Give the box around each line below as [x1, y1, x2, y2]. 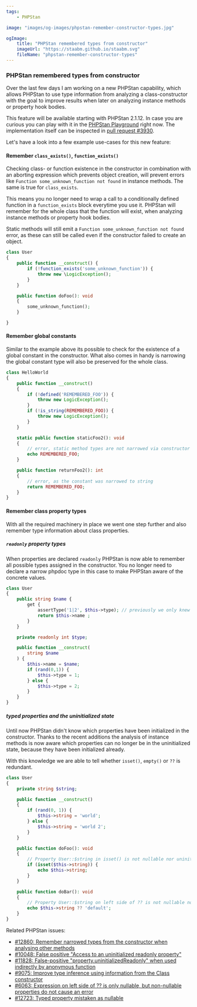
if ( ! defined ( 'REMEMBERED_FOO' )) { [27, 391, 114, 397]
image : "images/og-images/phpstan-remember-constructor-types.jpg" [6, 25, 175, 31]
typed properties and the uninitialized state [6, 712, 114, 719]
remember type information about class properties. [6, 527, 130, 534]
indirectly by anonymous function [14, 963, 96, 970]
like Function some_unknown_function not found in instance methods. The [6, 178, 184, 185]
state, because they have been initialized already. [6, 746, 125, 753]
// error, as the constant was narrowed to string [27, 478, 154, 484]
